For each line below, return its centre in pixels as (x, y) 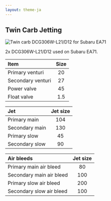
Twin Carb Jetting (34, 30)
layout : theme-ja (23, 10)
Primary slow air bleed (34, 183)
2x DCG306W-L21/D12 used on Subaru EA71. (52, 52)
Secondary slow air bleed (37, 191)
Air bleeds (20, 158)
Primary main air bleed (34, 167)
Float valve (20, 97)
